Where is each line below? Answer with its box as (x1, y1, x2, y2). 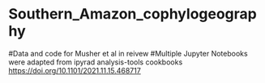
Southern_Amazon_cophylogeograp (8, 5, 257, 23)
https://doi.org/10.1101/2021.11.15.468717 (8, 65, 142, 75)
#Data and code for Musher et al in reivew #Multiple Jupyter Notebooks (8, 48, 249, 58)
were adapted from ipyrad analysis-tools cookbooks (8, 57, 183, 67)
